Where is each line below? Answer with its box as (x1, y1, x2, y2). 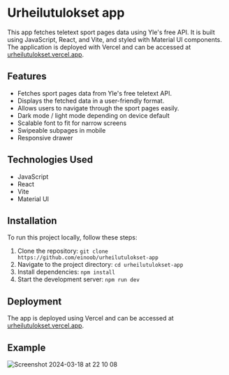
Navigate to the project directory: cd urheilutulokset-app (17, 260, 184, 269)
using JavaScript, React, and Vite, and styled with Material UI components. (7, 35, 222, 43)
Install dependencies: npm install (17, 267, 115, 277)
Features (7, 71, 47, 82)
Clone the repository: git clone (17, 247, 108, 256)
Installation (7, 214, 57, 226)
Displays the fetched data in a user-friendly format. (17, 96, 165, 105)
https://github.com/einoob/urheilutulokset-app (17, 254, 158, 261)
